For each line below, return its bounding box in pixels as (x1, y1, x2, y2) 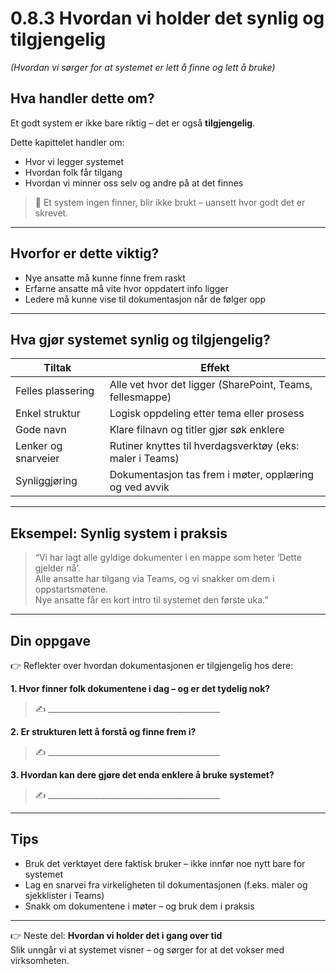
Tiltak (43, 361, 72, 375)
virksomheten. (10, 954, 70, 966)
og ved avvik (109, 480, 170, 494)
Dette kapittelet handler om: (10, 136, 125, 148)
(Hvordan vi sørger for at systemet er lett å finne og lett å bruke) (10, 61, 276, 73)
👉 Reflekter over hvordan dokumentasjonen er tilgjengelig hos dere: (10, 660, 294, 671)
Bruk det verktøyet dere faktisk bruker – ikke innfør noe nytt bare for (24, 857, 306, 869)
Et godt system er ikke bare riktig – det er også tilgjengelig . (10, 117, 256, 129)
